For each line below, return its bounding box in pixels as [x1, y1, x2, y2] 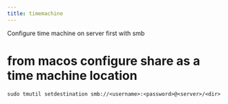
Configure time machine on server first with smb [7, 29, 145, 37]
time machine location [7, 67, 137, 83]
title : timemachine [7, 10, 64, 17]
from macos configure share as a [7, 53, 200, 69]
